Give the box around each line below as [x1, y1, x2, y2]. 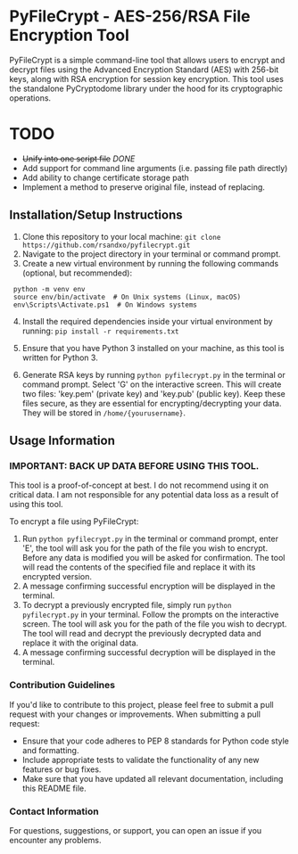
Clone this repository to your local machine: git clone [21, 231, 221, 242]
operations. [9, 92, 52, 103]
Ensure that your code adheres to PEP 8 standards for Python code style [21, 735, 290, 746]
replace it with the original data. [21, 637, 139, 648]
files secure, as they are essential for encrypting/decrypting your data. [21, 398, 283, 408]
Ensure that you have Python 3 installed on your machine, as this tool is [21, 342, 285, 353]
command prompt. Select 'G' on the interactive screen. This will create [21, 379, 282, 390]
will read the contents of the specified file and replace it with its [21, 562, 256, 572]
